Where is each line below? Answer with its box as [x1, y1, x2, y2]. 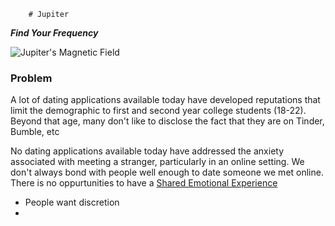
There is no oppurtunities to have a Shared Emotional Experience [10, 177, 278, 189]
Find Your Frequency [10, 27, 99, 39]
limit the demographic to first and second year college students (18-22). [10, 105, 307, 117]
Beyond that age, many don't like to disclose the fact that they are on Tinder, [10, 115, 325, 127]
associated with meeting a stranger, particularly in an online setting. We [10, 156, 305, 168]
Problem [10, 71, 53, 85]
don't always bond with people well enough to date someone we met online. [10, 166, 324, 179]
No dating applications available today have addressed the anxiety [10, 145, 285, 157]
